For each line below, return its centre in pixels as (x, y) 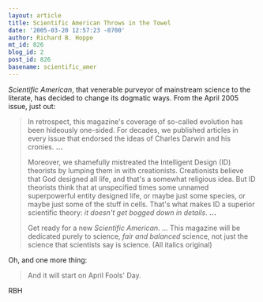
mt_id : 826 (26, 45)
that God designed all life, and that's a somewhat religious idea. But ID (141, 179)
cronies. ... (45, 146)
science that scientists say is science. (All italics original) (120, 244)
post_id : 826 (30, 60)
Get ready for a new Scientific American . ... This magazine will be (134, 228)
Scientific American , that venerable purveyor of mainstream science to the (130, 89)
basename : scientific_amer (53, 67)
